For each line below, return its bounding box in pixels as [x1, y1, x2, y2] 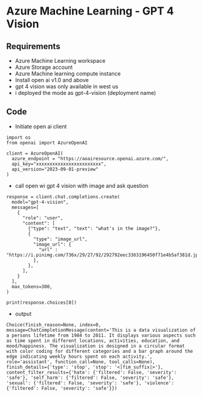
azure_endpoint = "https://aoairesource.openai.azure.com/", [11, 155, 169, 161]
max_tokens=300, [11, 283, 53, 289]
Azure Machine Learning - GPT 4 [6, 4, 174, 18]
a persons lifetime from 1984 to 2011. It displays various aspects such [6, 332, 196, 338]
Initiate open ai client [14, 123, 67, 130]
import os [6, 134, 31, 140]
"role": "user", [22, 215, 63, 221]
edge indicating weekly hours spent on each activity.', [6, 353, 153, 360]
